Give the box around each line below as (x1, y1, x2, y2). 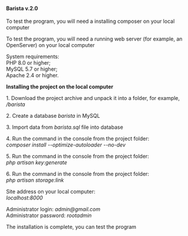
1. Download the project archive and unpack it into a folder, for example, (6, 95, 180, 102)
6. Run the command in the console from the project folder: (6, 171, 150, 178)
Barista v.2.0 (6, 5, 38, 12)
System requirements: (6, 53, 60, 60)
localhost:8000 (6, 194, 43, 201)
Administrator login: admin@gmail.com (6, 206, 101, 213)
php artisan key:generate (6, 159, 68, 166)
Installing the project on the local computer (6, 83, 113, 91)
